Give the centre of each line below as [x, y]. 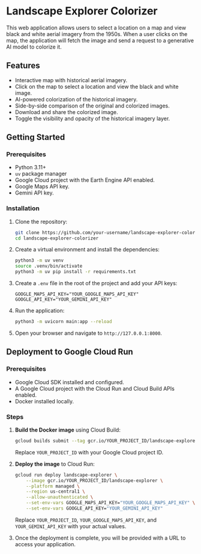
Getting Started [36, 137]
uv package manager [41, 174]
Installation [23, 208]
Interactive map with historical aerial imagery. [71, 80]
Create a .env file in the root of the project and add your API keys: [96, 283]
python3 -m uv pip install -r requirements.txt [75, 272]
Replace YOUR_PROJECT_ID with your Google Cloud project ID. [89, 452]
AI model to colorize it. [34, 47]
